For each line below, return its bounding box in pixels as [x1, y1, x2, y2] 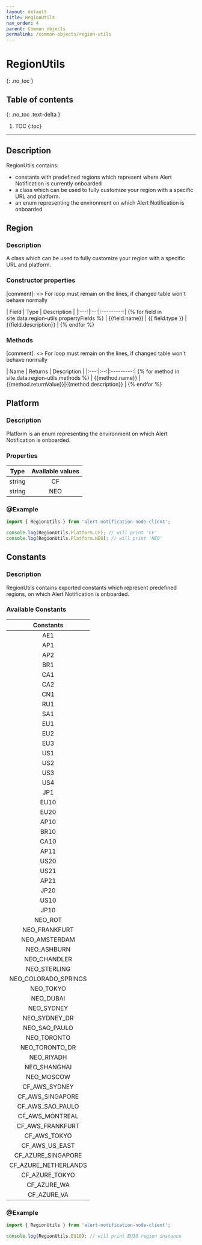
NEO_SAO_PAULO [23, 1023, 73, 1032]
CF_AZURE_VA [28, 1190, 69, 1199]
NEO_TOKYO [29, 984, 66, 993]
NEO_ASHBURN [25, 945, 71, 953]
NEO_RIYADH [29, 1053, 67, 1061]
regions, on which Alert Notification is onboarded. [6, 590, 130, 598]
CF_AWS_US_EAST [21, 1141, 75, 1150]
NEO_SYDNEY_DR [22, 1014, 74, 1022]
